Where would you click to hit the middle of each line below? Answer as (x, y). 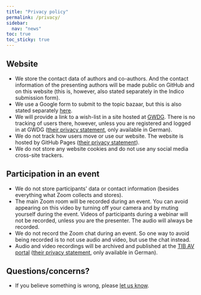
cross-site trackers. (39, 155)
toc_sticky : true (28, 40)
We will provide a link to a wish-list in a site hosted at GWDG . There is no (105, 117)
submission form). (37, 97)
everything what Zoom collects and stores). (69, 195)
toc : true (19, 34)
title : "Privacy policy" (37, 12)
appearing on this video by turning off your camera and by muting (97, 207)
